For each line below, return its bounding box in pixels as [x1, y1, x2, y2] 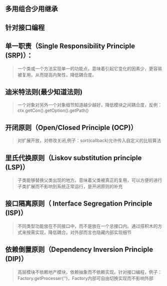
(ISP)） [5, 209, 27, 217]
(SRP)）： [5, 51, 33, 60]
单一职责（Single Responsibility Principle [5, 42, 135, 50]
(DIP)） [5, 254, 28, 263]
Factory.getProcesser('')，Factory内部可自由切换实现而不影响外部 [17, 275, 153, 281]
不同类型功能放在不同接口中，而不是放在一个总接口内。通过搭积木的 [17, 223, 158, 229]
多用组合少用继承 [5, 4, 58, 13]
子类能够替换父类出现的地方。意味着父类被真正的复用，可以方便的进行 [17, 177, 162, 183]
